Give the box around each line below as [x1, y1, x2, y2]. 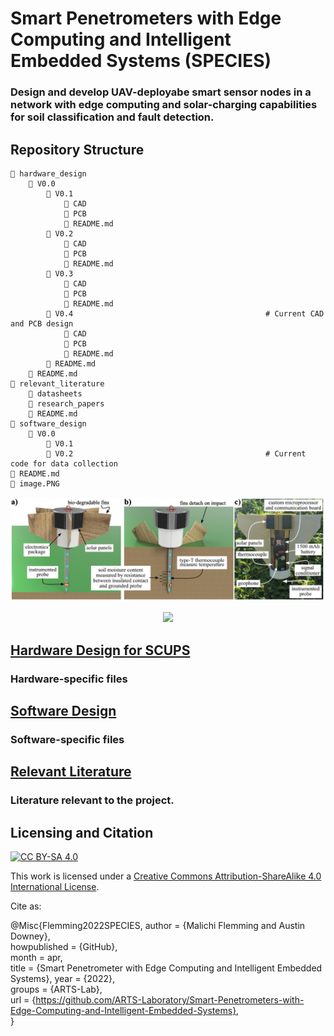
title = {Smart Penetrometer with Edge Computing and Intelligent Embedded [10, 962, 323, 974]
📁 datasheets [28, 388, 83, 399]
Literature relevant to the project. [10, 793, 175, 807]
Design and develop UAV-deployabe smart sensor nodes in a [10, 85, 312, 99]
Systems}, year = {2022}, [10, 973, 116, 985]
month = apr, [10, 952, 63, 964]
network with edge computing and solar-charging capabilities [10, 98, 318, 112]
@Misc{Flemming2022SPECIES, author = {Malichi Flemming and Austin [10, 920, 306, 932]
